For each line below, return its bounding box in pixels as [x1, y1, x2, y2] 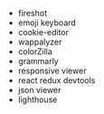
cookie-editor [17, 27, 70, 37]
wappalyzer [17, 36, 62, 47]
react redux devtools [17, 75, 96, 85]
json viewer [17, 85, 61, 95]
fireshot [17, 8, 48, 18]
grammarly [17, 56, 59, 66]
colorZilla [17, 46, 52, 57]
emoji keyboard [17, 17, 77, 28]
